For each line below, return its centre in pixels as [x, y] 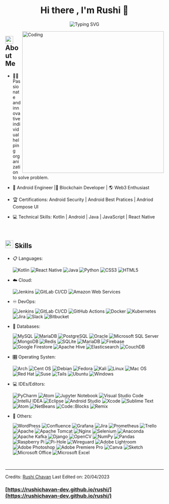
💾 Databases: [26, 326]
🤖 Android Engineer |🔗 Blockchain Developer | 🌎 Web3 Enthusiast [81, 187]
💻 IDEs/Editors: [29, 384]
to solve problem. [30, 177]
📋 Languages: [28, 258]
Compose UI [25, 206]
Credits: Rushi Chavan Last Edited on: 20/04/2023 [57, 477]
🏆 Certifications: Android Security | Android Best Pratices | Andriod [83, 199]
